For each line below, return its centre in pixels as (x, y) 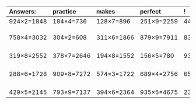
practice (64, 11)
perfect (150, 11)
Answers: (22, 11)
